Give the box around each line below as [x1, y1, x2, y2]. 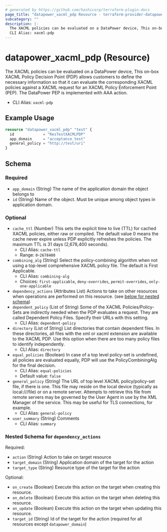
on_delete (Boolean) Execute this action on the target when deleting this [12, 495, 161, 501]
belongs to [12, 191, 35, 197]
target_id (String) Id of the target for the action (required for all [12, 516, 143, 522]
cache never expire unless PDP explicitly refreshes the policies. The [12, 236, 152, 242]
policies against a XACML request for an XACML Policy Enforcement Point [5, 84, 157, 90]
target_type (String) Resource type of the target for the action [12, 465, 140, 471]
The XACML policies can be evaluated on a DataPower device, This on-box [5, 68, 159, 74]
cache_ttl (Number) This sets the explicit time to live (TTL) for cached [12, 226, 157, 232]
